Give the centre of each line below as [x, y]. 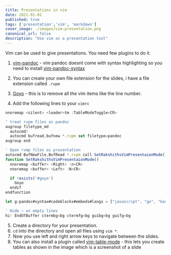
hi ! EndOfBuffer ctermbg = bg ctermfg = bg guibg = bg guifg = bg [68, 215]
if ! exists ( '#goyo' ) [32, 178]
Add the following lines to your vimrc [51, 103]
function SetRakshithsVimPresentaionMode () [52, 159]
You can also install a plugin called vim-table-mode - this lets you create [88, 241]
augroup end [18, 141]
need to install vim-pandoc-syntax [49, 68]
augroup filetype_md [27, 126]
